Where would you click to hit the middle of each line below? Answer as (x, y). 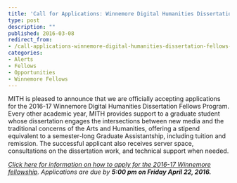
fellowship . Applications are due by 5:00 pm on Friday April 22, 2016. (110, 172)
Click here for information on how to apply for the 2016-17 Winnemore (110, 165)
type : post (24, 20)
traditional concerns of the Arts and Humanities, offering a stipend (104, 129)
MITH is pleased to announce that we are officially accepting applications (114, 99)
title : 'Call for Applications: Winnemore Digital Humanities (101, 14)
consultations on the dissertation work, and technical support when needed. (118, 151)
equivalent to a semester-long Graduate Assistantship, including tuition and (117, 136)
